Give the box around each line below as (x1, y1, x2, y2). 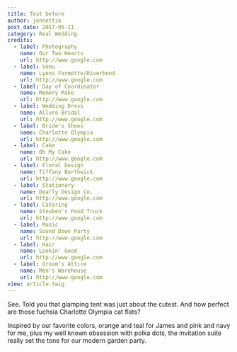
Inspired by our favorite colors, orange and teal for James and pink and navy (7, 321, 231, 329)
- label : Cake (13, 142, 55, 149)
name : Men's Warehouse (20, 267, 87, 274)
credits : (7, 37, 33, 44)
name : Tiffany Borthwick (20, 168, 93, 176)
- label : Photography (13, 43, 78, 50)
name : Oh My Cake (20, 149, 71, 156)
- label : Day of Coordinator (13, 83, 100, 90)
